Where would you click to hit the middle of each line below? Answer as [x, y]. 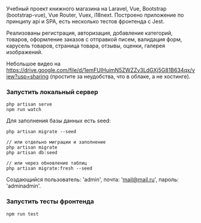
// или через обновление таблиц [46, 163]
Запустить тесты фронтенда [50, 201]
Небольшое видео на [34, 64]
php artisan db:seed [32, 153]
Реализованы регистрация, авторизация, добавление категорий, [89, 33]
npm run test [22, 214]
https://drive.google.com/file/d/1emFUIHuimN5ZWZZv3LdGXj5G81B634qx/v [100, 70]
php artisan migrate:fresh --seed [49, 168]
